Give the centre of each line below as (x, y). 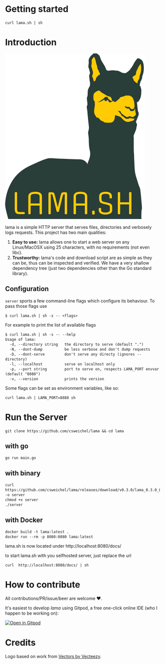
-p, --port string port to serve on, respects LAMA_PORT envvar (84, 369)
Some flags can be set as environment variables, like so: (62, 388)
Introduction (31, 42)
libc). (17, 252)
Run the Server (36, 417)
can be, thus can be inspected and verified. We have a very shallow (81, 263)
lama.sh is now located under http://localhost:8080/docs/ (63, 546)
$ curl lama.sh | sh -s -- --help (41, 334)
